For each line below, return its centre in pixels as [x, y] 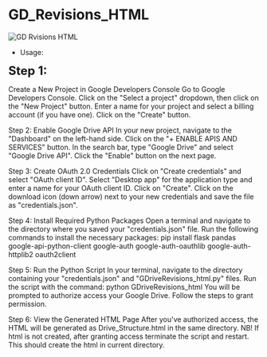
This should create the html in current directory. [86, 344]
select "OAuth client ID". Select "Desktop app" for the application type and [130, 179]
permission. [27, 303]
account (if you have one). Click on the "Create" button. [100, 114]
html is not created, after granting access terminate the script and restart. [129, 336]
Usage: [31, 52]
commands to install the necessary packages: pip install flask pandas [122, 237]
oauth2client [55, 254]
